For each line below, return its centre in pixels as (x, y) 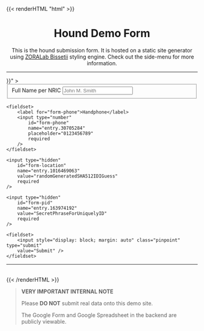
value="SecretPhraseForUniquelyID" (62, 213)
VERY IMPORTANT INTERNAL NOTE (67, 291)
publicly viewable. (44, 321)
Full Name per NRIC (36, 90)
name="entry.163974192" (47, 208)
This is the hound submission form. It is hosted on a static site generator (102, 50)
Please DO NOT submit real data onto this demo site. (87, 303)
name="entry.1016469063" (49, 171)
